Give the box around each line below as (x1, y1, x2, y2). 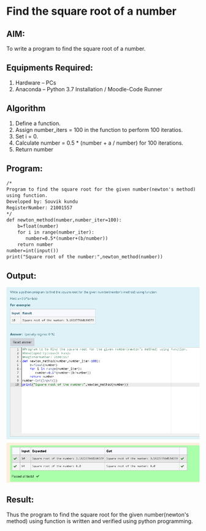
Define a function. (15, 120, 61, 127)
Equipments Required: (6, 63, 93, 73)
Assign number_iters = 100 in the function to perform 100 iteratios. (15, 126, 183, 133)
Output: (6, 270, 37, 281)
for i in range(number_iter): (17, 229, 95, 235)
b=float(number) (17, 223, 59, 229)
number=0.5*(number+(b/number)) (25, 235, 109, 242)
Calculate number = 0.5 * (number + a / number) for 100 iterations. (15, 139, 184, 147)
